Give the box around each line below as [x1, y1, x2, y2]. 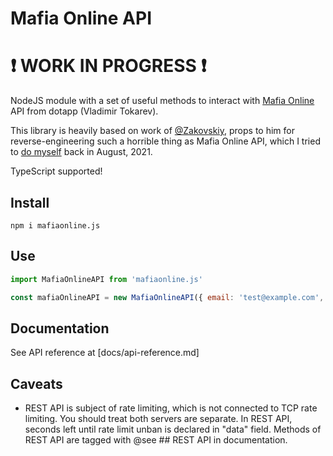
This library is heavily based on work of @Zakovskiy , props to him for [10, 125, 295, 137]
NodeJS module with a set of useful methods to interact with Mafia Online [10, 95, 315, 107]
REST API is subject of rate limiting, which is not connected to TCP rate [24, 402, 318, 414]
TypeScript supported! [10, 165, 103, 177]
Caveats [10, 375, 63, 392]
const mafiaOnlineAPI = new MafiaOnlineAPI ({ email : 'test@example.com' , [10, 292, 325, 302]
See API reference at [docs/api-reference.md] [10, 347, 200, 359]
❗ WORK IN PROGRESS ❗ [10, 55, 207, 77]
